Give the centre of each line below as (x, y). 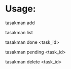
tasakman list (19, 32)
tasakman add (20, 23)
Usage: (21, 9)
